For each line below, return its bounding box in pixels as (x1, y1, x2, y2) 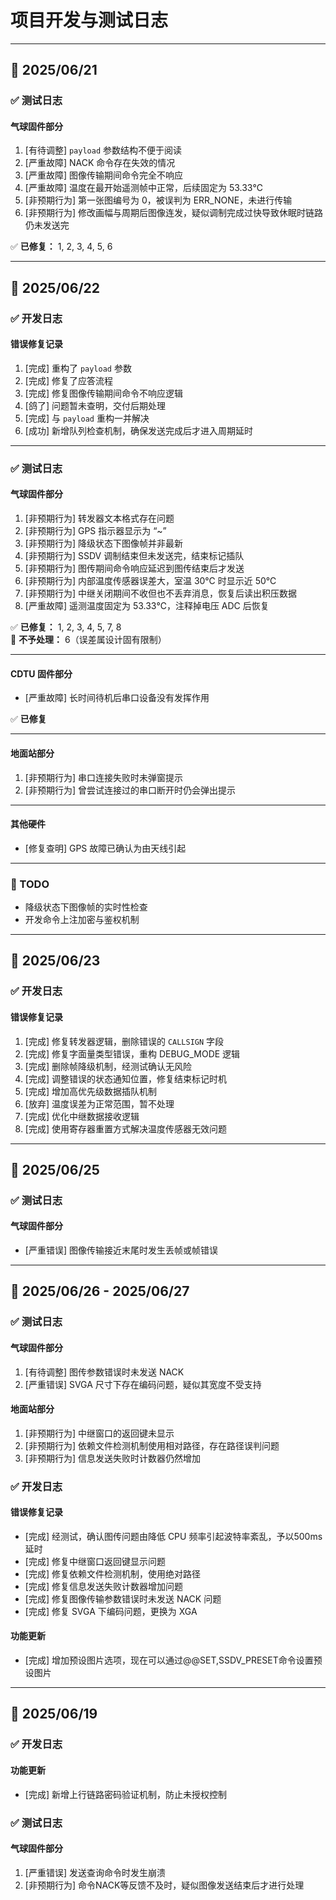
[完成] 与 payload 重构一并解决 (24, 412, 150, 424)
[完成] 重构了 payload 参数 (24, 362, 132, 374)
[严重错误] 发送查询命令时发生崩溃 (24, 1866, 166, 1878)
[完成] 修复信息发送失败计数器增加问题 (24, 1580, 183, 1592)
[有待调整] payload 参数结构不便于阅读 (24, 144, 183, 156)
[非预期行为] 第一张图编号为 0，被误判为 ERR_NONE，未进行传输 (24, 194, 293, 206)
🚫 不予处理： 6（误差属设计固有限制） (10, 634, 167, 646)
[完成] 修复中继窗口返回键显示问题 (24, 1555, 166, 1567)
